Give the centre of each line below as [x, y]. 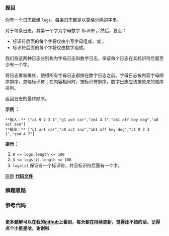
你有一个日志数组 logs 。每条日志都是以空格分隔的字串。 [63, 20]
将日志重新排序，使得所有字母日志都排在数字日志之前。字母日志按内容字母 [82, 75]
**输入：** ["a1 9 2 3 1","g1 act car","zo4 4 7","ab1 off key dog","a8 [82, 120]
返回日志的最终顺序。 [27, 99]
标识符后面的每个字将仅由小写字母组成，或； [59, 41]
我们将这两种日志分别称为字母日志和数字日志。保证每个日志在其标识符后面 [82, 58]
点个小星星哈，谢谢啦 [27, 228]
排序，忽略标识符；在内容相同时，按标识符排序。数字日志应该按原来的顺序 [87, 82]
